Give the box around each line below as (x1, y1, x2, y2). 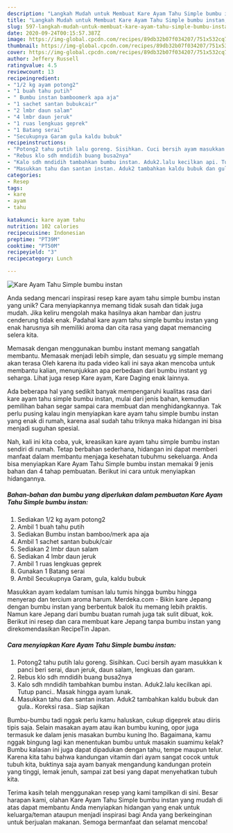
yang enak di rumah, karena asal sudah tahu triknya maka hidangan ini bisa (7, 417, 222, 424)
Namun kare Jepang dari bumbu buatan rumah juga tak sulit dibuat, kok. (7, 609, 214, 618)
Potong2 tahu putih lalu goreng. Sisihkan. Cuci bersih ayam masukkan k (17, 658, 223, 666)
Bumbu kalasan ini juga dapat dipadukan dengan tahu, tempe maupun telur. (7, 745, 223, 754)
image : (7, 36, 26, 43)
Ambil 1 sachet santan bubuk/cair (17, 537, 113, 545)
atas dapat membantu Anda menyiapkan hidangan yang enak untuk (7, 803, 200, 811)
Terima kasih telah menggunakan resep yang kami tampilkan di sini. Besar (7, 788, 218, 796)
